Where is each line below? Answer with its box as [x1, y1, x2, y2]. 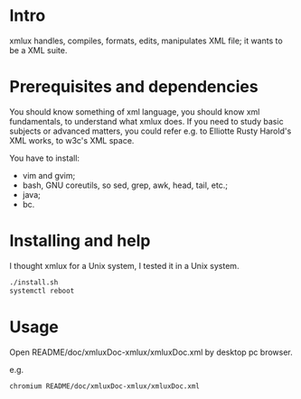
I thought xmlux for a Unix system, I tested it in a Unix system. [9, 260, 240, 271]
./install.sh [9, 277, 59, 287]
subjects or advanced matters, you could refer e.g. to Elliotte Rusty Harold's [9, 125, 292, 136]
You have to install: [9, 153, 80, 163]
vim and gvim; [22, 170, 76, 181]
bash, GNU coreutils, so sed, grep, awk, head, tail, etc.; [22, 180, 229, 190]
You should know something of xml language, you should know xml [9, 106, 260, 117]
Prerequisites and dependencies [9, 77, 259, 97]
